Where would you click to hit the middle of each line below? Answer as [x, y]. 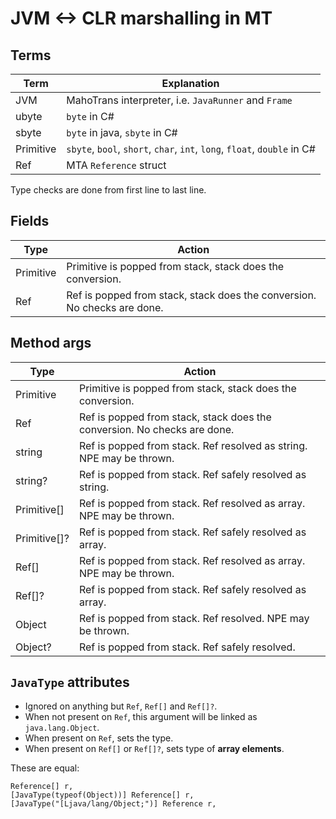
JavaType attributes [70, 682]
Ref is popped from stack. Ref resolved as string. [193, 445]
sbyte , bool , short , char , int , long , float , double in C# [191, 149]
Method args [51, 343]
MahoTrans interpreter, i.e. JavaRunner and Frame [179, 100]
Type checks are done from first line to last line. [108, 190]
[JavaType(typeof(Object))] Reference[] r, [102, 795]
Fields [30, 221]
